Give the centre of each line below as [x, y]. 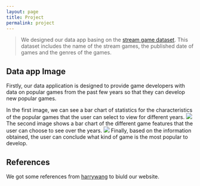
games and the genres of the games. [66, 53]
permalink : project [30, 23]
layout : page [22, 12]
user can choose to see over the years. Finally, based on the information [99, 131]
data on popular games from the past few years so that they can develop [96, 92]
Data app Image [36, 71]
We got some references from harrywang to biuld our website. [83, 176]
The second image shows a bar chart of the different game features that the [100, 124]
